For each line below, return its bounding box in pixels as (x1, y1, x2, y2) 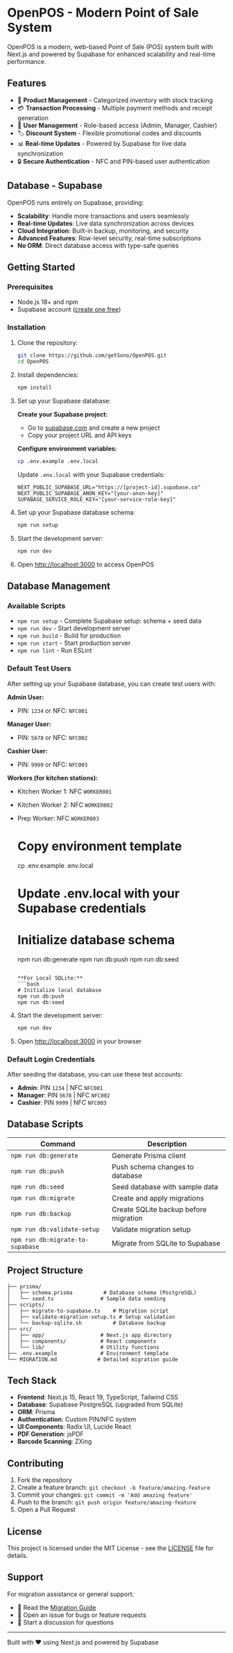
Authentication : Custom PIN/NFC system (17, 1415, 137, 1424)
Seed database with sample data (112, 1182, 218, 1191)
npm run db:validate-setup (10, 1225, 100, 1233)
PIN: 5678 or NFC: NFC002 (17, 733, 88, 741)
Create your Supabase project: (17, 410, 108, 419)
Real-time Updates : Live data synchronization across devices (17, 219, 194, 227)
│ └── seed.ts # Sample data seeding (7, 1295, 166, 1302)
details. (7, 1552, 28, 1560)
